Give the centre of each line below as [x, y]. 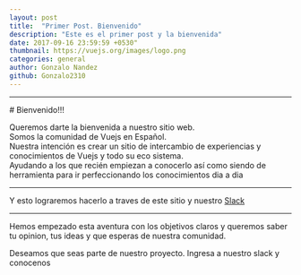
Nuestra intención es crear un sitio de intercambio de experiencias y [135, 146]
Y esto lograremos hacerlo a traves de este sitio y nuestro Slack [127, 200]
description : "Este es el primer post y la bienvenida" [116, 34]
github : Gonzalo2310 [48, 76]
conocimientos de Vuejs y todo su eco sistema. [96, 155]
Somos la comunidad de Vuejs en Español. [88, 136]
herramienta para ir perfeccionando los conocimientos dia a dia [126, 175]
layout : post [34, 17]
